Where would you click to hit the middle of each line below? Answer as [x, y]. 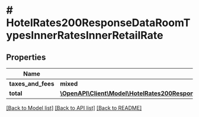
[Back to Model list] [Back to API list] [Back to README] [74, 108]
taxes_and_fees [32, 84]
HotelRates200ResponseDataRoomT [98, 23]
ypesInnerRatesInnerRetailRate [85, 35]
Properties [26, 57]
